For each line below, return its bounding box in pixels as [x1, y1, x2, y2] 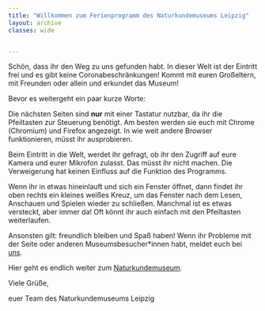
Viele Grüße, [8, 279, 49, 288]
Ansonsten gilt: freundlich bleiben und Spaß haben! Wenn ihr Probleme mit [8, 231, 252, 241]
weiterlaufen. [8, 215, 51, 226]
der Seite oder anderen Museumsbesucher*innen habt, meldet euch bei [8, 239, 243, 249]
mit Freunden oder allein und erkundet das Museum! [8, 78, 180, 88]
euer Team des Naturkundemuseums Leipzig [8, 294, 155, 303]
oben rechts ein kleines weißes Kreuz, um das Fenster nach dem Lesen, [8, 191, 243, 200]
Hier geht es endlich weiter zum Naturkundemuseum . [8, 263, 183, 273]
